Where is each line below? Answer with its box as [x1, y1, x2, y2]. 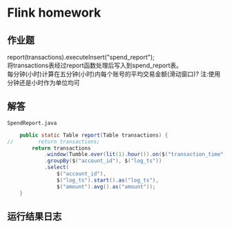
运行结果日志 [7, 210, 62, 222]
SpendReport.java [7, 119, 57, 126]
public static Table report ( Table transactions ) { [19, 132, 168, 139]
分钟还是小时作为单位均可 [7, 78, 80, 87]
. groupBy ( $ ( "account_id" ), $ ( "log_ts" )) [43, 157, 162, 164]
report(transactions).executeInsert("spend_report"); [7, 53, 155, 61]
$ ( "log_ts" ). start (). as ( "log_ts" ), [56, 177, 159, 184]
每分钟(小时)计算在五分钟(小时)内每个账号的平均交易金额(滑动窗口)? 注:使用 [7, 70, 221, 78]
